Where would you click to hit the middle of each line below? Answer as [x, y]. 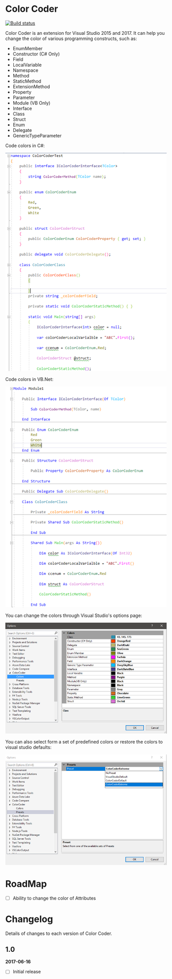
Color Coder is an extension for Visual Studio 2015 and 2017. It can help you [85, 33]
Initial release [27, 972]
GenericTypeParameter [37, 135]
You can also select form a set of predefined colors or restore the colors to [84, 742]
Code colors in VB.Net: [29, 379]
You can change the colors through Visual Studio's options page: [74, 615]
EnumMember [28, 48]
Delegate [22, 130]
